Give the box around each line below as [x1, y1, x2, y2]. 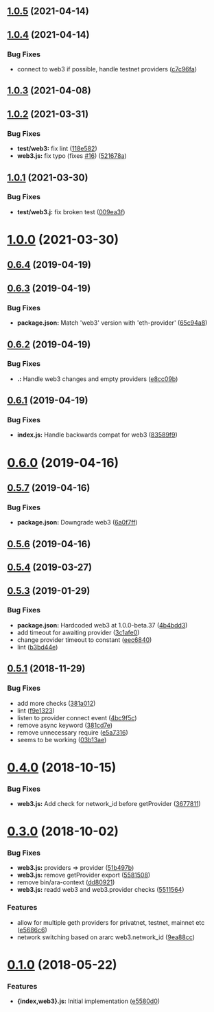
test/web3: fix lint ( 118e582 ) [16, 144, 97, 153]
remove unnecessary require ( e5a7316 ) [16, 728, 128, 737]
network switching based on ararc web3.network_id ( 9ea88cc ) [16, 933, 195, 941]
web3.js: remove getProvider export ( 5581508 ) [16, 871, 151, 879]
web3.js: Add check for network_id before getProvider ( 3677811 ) [16, 800, 201, 807]
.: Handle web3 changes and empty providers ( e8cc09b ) [16, 374, 178, 383]
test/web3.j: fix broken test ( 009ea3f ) [16, 207, 126, 216]
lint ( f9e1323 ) [16, 706, 55, 715]
